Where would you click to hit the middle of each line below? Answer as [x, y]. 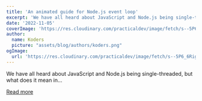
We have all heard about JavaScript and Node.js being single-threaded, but [99, 73]
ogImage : [17, 51]
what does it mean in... [34, 80]
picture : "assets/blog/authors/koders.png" [67, 46]
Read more [20, 91]
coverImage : [21, 29]
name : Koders [28, 40]
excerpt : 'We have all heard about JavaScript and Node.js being [90, 17]
